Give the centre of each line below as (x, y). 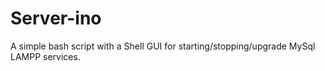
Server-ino (56, 18)
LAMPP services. (45, 56)
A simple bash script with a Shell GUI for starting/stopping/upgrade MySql (163, 46)
